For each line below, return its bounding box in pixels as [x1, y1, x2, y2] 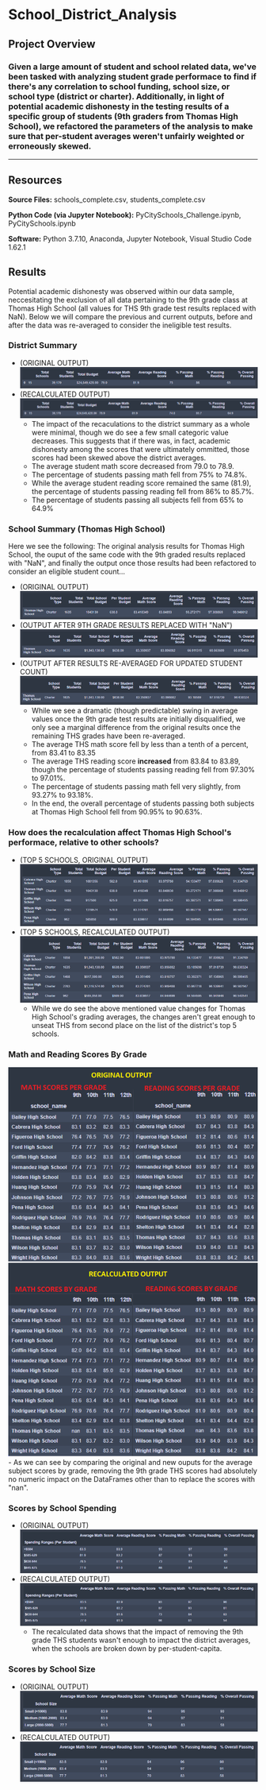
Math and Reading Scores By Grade [8, 1049, 148, 1060]
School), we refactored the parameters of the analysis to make [8, 121, 253, 132]
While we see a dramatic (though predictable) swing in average [31, 706, 238, 716]
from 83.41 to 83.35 [31, 748, 97, 758]
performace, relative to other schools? [8, 837, 160, 848]
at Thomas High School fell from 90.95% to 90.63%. [31, 807, 203, 817]
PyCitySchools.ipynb [8, 218, 77, 228]
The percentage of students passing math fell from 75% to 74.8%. [31, 470, 248, 479]
